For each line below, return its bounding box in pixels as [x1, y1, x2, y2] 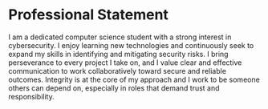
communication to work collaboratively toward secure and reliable [8, 66, 227, 75]
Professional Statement [8, 6, 169, 24]
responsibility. [8, 91, 55, 101]
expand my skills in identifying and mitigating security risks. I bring [8, 49, 229, 59]
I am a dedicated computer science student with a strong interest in [8, 32, 232, 42]
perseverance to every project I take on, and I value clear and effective [8, 58, 242, 67]
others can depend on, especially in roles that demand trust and [8, 83, 220, 93]
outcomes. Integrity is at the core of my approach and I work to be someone [8, 75, 261, 84]
